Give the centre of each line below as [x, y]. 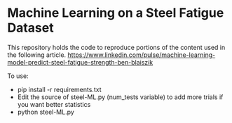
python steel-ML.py [46, 112]
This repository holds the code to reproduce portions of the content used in [116, 47]
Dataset [30, 28]
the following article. [37, 55]
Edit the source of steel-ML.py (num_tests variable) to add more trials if [120, 97]
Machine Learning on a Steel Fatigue [116, 13]
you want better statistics [54, 104]
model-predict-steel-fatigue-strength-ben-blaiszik [80, 62]
